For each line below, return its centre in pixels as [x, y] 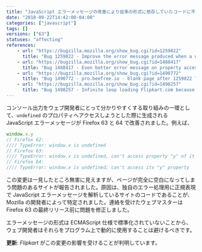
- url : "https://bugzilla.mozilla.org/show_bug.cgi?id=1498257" [99, 85]
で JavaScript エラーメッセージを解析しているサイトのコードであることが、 [100, 195]
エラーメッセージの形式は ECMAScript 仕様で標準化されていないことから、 [99, 222]
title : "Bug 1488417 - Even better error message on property [102, 67]
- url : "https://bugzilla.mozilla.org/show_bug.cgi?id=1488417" [99, 62]
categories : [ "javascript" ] [41, 23]
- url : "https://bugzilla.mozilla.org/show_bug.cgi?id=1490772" [99, 73]
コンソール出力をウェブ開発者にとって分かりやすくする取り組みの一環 [93, 107]
